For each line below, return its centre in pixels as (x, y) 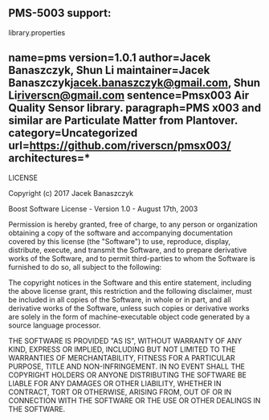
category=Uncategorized (73, 133)
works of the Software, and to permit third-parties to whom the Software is (132, 258)
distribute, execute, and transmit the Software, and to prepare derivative (128, 250)
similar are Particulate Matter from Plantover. (123, 121)
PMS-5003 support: (60, 13)
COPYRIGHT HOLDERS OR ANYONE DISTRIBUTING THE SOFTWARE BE (128, 375)
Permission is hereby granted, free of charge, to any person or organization (133, 224)
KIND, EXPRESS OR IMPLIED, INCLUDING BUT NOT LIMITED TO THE (122, 349)
